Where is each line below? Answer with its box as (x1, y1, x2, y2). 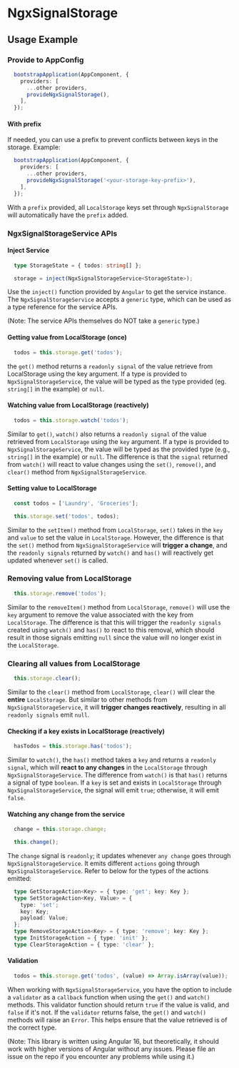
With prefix (7, 119, 41, 128)
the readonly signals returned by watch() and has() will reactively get (7, 548, 214, 557)
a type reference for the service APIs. (7, 303, 118, 311)
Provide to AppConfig (7, 55, 84, 65)
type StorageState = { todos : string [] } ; (14, 262, 142, 269)
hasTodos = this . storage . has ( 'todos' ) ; (14, 742, 133, 750)
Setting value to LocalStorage (7, 484, 98, 493)
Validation (7, 957, 39, 965)
